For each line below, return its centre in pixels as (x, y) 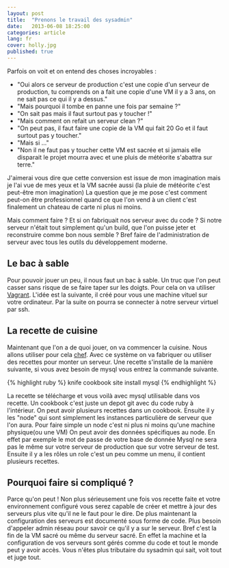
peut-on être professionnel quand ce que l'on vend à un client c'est (102, 199)
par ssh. (18, 309)
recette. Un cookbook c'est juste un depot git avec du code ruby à (100, 403)
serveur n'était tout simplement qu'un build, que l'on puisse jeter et (102, 227)
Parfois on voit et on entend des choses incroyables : (82, 71)
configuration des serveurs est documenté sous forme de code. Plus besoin (114, 521)
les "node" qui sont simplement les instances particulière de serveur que (109, 417)
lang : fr (19, 39)
